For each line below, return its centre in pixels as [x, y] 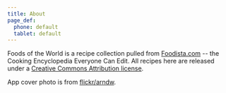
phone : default [36, 27]
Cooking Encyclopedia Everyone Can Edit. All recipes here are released [111, 61]
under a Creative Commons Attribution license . [76, 68]
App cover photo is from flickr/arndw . [62, 82]
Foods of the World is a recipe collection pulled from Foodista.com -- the [113, 54]
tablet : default [37, 33]
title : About [26, 14]
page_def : [22, 20]
